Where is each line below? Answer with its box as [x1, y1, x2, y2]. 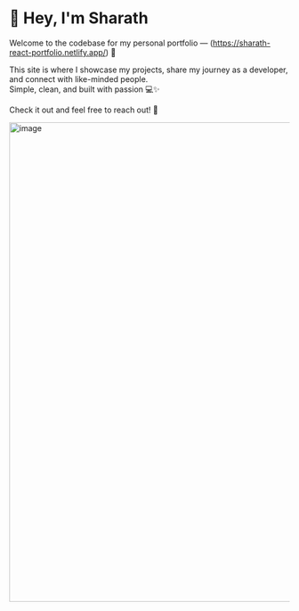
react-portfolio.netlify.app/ [9, 46, 107, 57]
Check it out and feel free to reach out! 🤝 [9, 104, 158, 115]
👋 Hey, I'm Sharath [9, 8, 149, 29]
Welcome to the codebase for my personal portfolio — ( [9, 37, 214, 48]
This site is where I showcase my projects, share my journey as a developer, [9, 64, 288, 75]
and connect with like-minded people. [9, 73, 149, 84]
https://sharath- [212, 37, 271, 48]
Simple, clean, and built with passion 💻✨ [9, 84, 160, 95]
